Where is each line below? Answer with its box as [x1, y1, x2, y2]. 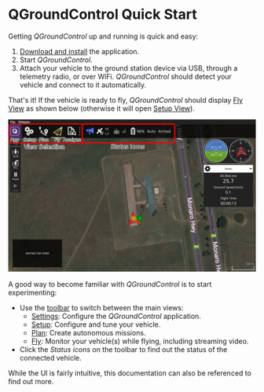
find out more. [8, 377, 54, 387]
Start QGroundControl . [19, 55, 93, 64]
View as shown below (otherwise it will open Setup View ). [8, 104, 195, 113]
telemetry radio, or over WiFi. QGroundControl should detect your [19, 71, 232, 81]
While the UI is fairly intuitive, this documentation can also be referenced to [8, 368, 251, 378]
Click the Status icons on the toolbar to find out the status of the [19, 345, 228, 354]
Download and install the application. [19, 46, 140, 56]
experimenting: [8, 288, 57, 298]
